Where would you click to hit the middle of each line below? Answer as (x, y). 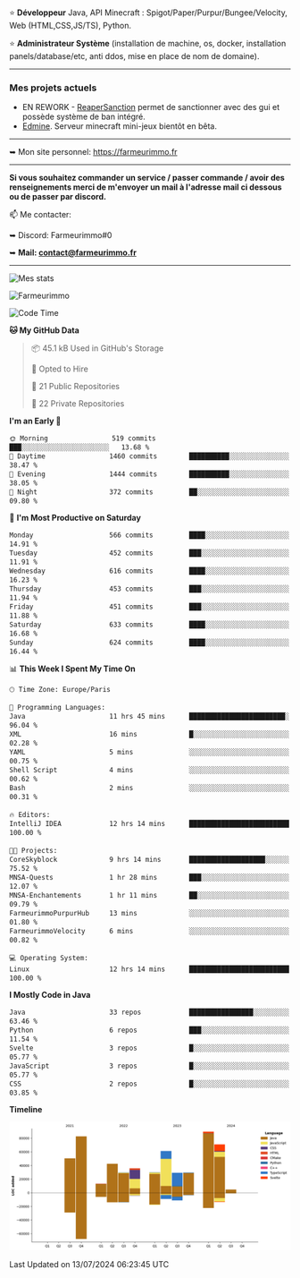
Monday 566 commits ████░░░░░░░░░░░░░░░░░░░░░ (150, 535)
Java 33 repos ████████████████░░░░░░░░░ (150, 1013)
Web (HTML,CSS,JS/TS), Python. (71, 26)
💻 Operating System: (49, 958)
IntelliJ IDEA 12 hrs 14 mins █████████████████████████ (150, 824)
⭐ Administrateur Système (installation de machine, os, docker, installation (148, 43)
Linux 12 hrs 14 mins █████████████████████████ (150, 969)
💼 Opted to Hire (60, 369)
